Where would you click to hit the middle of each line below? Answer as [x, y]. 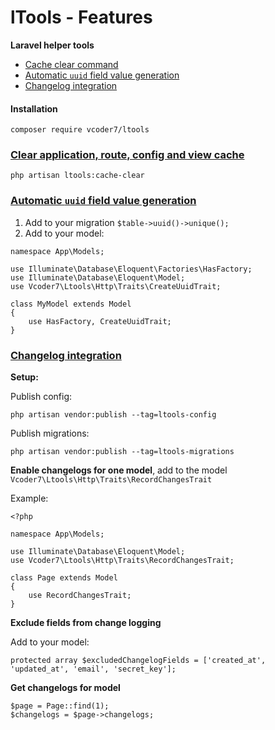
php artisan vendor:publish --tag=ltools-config [113, 415]
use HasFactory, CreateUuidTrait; [100, 321]
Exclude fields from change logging [86, 623]
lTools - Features [81, 17]
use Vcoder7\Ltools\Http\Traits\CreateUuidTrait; [116, 286]
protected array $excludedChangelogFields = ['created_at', [138, 661]
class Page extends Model [64, 578]
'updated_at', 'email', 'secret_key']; [93, 669]
